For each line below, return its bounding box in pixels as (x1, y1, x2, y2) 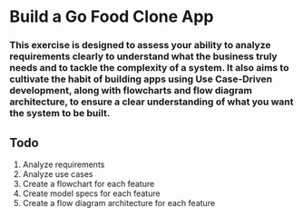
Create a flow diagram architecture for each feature (22, 197, 216, 208)
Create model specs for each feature (22, 188, 161, 199)
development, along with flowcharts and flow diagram (9, 84, 252, 97)
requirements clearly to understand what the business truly (9, 50, 279, 63)
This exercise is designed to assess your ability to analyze (9, 39, 271, 52)
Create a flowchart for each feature (22, 178, 155, 189)
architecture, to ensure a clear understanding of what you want (9, 95, 294, 108)
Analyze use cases (22, 168, 93, 179)
